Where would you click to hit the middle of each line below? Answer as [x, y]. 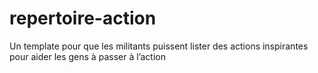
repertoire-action [83, 18]
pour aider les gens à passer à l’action [87, 56]
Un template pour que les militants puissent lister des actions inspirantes [159, 46]
